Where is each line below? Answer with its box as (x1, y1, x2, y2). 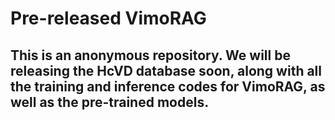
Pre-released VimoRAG (10, 7, 207, 30)
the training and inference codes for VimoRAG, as (10, 78, 326, 95)
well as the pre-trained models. (10, 93, 210, 111)
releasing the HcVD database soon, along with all (10, 62, 323, 79)
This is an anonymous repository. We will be (10, 47, 291, 64)
